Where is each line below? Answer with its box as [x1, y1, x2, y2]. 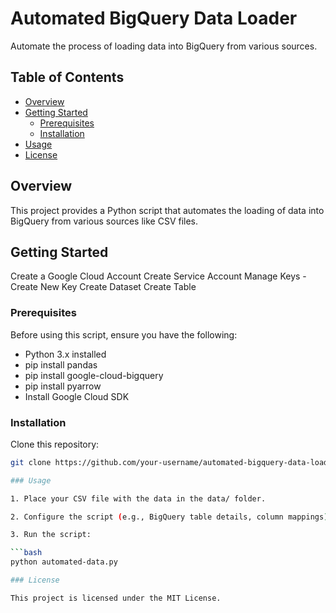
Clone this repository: [10, 438, 100, 450]
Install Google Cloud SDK [24, 390, 130, 402]
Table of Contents [10, 69, 125, 86]
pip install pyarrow [24, 380, 102, 392]
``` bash [10, 548, 43, 558]
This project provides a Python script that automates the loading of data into [10, 204, 325, 216]
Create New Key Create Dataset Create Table [10, 281, 197, 293]
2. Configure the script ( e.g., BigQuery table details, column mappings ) [10, 512, 329, 522]
